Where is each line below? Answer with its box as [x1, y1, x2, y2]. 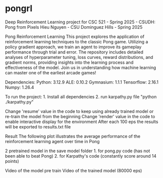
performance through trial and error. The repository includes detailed [5, 49, 144, 55]
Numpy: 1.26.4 [5, 84, 34, 90]
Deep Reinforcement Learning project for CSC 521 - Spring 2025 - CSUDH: [5, 19, 156, 25]
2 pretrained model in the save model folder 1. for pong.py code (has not [5, 148, 150, 154]
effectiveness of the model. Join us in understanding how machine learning [5, 64, 157, 71]
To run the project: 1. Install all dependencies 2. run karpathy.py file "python [5, 93, 157, 100]
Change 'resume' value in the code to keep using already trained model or [5, 108, 154, 114]
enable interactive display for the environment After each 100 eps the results [5, 119, 159, 125]
